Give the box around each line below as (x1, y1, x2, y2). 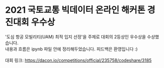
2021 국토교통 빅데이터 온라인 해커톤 (5, 4, 146, 16)
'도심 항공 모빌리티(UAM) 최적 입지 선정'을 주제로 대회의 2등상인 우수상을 (5, 34, 146, 40)
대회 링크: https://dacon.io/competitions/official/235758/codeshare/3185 (5, 57, 152, 63)
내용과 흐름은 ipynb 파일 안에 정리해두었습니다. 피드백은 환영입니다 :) (5, 46, 138, 52)
